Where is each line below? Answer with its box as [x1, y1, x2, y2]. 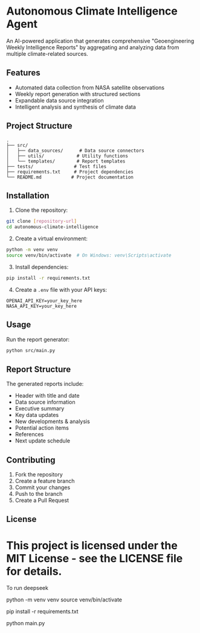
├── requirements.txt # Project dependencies [6, 169, 134, 175]
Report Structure [6, 364, 71, 374]
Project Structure [6, 121, 73, 131]
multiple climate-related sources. [6, 50, 89, 57]
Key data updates [15, 411, 59, 419]
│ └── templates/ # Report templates [6, 158, 126, 164]
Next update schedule [15, 437, 71, 444]
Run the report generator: [6, 336, 70, 343]
